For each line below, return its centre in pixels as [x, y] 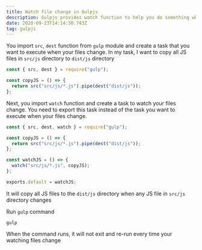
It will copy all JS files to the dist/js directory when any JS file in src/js [96, 193]
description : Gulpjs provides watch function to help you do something [98, 17]
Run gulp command [30, 211]
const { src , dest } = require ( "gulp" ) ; [58, 70]
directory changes [29, 200]
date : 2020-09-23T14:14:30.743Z [47, 23]
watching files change [34, 240]
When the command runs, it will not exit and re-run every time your [89, 234]
